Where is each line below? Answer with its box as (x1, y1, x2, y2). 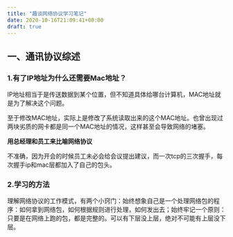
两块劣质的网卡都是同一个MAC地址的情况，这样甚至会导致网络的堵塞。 (7, 122, 210, 131)
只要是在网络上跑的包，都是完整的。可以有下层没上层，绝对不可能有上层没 (7, 214, 220, 222)
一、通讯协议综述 (7, 50, 80, 63)
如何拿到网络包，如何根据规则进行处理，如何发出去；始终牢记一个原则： (19, 206, 226, 214)
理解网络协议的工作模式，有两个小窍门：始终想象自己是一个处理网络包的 (7, 197, 214, 205)
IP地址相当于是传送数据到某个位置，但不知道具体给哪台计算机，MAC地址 (7, 90, 215, 99)
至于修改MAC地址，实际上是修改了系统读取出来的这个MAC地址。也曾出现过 (7, 114, 224, 122)
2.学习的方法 (7, 179, 50, 189)
